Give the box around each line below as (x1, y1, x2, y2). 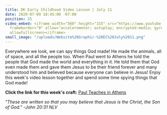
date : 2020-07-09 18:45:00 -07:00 (5, 12, 77, 17)
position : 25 (5, 16, 32, 21)
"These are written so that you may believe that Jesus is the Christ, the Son (5, 99, 161, 105)
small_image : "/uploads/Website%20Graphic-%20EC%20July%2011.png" (5, 35, 146, 40)
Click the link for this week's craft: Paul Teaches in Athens (5, 89, 127, 95)
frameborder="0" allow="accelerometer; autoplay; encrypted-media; (9, 26, 153, 31)
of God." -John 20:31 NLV (5, 104, 58, 110)
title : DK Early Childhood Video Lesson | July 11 (5, 7, 112, 12)
